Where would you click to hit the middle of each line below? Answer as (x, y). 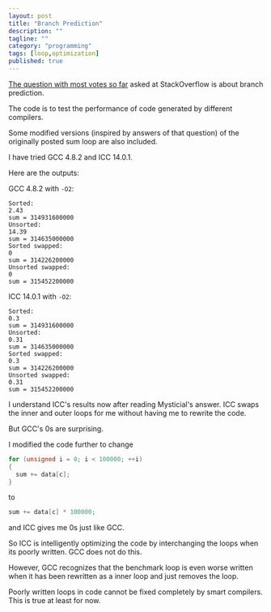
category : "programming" (50, 46)
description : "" (36, 31)
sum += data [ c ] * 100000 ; (52, 512)
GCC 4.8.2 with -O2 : (41, 188)
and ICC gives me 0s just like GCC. (67, 528)
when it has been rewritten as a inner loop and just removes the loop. (123, 576)
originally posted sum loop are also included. (83, 141)
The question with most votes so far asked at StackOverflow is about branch (136, 84)
